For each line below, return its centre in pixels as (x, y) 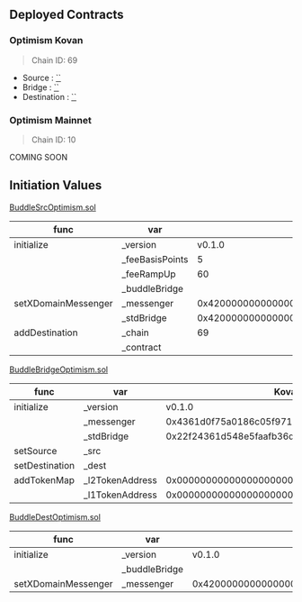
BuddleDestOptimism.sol (55, 516)
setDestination (44, 465)
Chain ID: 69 (54, 60)
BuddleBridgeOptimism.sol (59, 369)
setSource (36, 451)
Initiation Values (56, 185)
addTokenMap (44, 479)
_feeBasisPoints (155, 259)
